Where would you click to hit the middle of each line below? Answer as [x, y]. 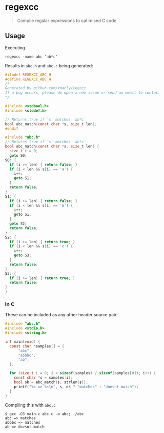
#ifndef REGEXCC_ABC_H [28, 75]
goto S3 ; [23, 255]
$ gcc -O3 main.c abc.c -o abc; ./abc [44, 414]
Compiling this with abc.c [31, 405]
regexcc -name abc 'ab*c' [31, 57]
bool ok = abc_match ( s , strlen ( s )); [51, 382]
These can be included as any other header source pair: [61, 315]
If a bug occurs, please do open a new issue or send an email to [74, 93]
